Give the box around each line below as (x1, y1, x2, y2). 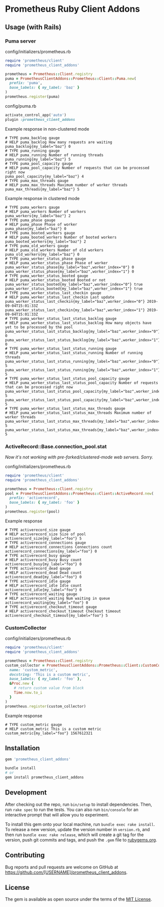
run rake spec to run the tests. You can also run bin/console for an (5, 806, 139, 813)
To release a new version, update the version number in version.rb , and (5, 826, 150, 832)
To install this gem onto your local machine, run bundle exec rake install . (5, 821, 155, 827)
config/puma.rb (5, 103, 37, 109)
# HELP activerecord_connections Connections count (5, 544, 112, 549)
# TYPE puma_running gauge (5, 148, 60, 153)
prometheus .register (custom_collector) (5, 703, 86, 709)
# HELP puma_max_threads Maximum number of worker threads (5, 182, 128, 187)
